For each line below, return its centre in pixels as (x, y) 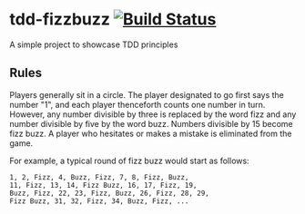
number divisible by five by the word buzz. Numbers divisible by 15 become (151, 123)
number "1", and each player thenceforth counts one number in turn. (137, 104)
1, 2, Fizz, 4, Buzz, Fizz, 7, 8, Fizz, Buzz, (99, 177)
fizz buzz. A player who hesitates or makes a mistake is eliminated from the (151, 133)
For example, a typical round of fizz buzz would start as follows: (129, 160)
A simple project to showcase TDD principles (94, 44)
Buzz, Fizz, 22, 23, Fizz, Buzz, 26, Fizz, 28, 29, (109, 193)
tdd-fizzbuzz (60, 19)
